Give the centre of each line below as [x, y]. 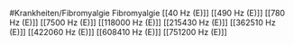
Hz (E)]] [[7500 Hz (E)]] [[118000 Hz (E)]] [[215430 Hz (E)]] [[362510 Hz [143, 22]
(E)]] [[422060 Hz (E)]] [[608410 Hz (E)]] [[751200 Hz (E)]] [118, 32]
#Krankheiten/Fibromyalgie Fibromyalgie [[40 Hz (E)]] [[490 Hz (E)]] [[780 [147, 13]
